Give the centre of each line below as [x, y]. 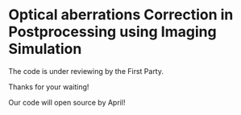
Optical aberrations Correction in [121, 15]
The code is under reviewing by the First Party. [86, 71]
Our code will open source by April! [67, 102]
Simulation [45, 49]
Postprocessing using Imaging [112, 32]
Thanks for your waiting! [49, 87]
